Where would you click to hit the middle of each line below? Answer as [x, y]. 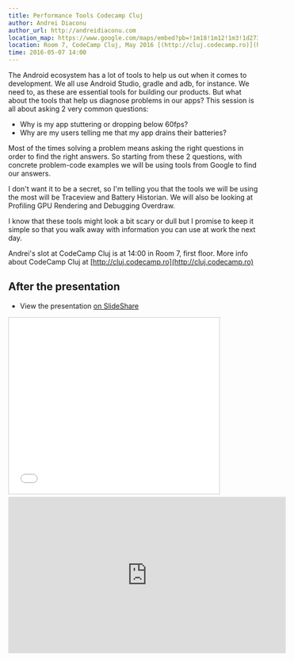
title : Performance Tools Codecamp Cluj [76, 15]
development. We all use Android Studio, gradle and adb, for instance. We [129, 83]
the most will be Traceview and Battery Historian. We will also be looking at [131, 197]
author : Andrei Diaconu [48, 23]
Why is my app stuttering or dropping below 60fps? [104, 124]
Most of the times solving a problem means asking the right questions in [126, 148]
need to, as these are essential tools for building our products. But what [125, 92]
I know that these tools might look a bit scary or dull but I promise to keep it [131, 221]
